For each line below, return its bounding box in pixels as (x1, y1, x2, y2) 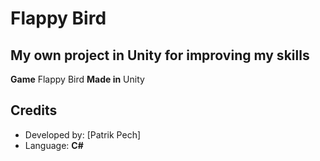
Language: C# (24, 139, 84, 151)
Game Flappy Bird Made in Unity (10, 73, 145, 85)
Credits (10, 102, 58, 119)
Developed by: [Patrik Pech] (24, 128, 142, 141)
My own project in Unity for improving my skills (10, 47, 310, 64)
